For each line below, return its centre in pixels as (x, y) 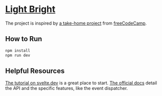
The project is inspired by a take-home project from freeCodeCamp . (76, 23)
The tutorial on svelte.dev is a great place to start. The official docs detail (81, 83)
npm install (18, 51)
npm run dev (18, 55)
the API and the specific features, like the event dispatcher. (67, 88)
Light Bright (30, 9)
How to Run (24, 39)
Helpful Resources (35, 71)
